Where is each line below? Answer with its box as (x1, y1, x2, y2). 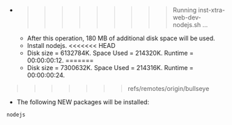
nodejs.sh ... (172, 21, 208, 28)
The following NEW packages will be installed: (16, 98, 150, 106)
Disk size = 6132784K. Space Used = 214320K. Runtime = (26, 49, 194, 57)
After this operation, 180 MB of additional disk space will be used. (26, 34, 215, 42)
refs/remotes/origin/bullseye (127, 85, 210, 92)
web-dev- (172, 13, 201, 22)
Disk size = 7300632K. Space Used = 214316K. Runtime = (26, 64, 194, 72)
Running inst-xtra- (172, 6, 226, 14)
